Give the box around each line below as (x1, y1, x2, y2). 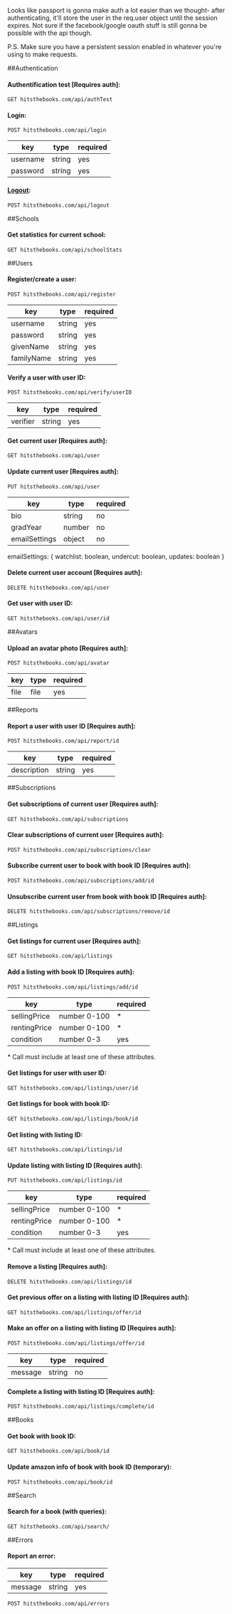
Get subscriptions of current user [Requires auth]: (7, 800, 159, 808)
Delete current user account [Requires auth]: (7, 568, 143, 577)
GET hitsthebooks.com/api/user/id (7, 615, 110, 623)
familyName (11, 353, 51, 363)
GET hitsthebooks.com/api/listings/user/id (7, 1084, 139, 1092)
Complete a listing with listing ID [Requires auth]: (7, 1387, 155, 1395)
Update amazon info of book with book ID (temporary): (7, 1463, 172, 1472)
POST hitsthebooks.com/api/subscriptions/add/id (7, 878, 154, 885)
